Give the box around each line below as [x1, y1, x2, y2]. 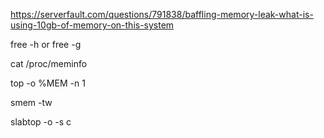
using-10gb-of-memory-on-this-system [10, 19, 175, 31]
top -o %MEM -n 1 [10, 77, 86, 89]
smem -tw [10, 97, 53, 108]
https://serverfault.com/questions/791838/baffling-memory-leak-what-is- [10, 9, 314, 20]
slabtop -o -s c [10, 116, 72, 128]
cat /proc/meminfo [10, 58, 88, 69]
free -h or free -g [10, 39, 82, 50]
